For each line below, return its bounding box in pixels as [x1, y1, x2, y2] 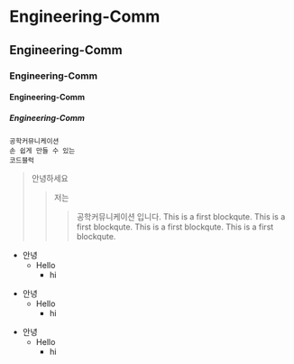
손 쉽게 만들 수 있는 [9, 146, 76, 155]
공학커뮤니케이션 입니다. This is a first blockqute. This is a [76, 211, 286, 222]
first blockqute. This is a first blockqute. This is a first [76, 221, 274, 232]
